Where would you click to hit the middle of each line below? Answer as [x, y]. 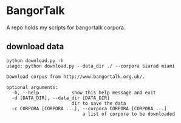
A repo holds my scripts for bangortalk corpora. [66, 27]
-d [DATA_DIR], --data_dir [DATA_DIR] [61, 98]
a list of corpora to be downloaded [128, 114]
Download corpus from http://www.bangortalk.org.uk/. [76, 77]
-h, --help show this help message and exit [84, 93]
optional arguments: [32, 87]
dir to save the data [99, 103]
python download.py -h [35, 61]
